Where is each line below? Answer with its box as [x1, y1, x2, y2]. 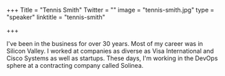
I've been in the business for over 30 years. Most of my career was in [6, 40, 204, 47]
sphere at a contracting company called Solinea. [6, 62, 144, 69]
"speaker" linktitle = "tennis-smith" [6, 13, 106, 21]
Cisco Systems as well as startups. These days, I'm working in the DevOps [6, 54, 218, 62]
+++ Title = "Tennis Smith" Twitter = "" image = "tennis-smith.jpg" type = [6, 6, 215, 14]
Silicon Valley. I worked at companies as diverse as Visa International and [6, 47, 214, 55]
